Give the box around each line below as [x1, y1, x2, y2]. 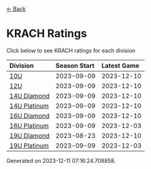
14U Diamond [9, 91, 50, 100]
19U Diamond [9, 131, 50, 140]
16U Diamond [9, 111, 50, 120]
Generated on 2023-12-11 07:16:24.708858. [6, 157, 116, 164]
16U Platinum [9, 121, 49, 130]
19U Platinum [9, 141, 49, 149]
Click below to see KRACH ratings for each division [6, 47, 136, 54]
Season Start [55, 61, 95, 70]
